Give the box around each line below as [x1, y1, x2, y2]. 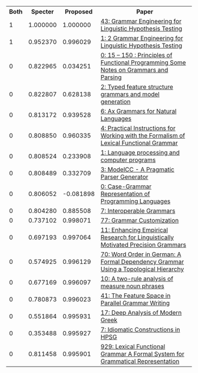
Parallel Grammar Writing [100, 299, 170, 307]
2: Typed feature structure [100, 83, 174, 91]
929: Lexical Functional [100, 342, 166, 351]
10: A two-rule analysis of [100, 274, 174, 283]
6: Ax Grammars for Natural [100, 107, 177, 115]
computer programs [100, 156, 156, 164]
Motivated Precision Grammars [100, 241, 187, 248]
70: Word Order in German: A [100, 250, 181, 259]
